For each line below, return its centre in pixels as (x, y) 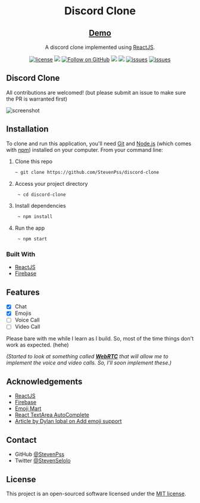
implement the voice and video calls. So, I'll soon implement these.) (89, 363)
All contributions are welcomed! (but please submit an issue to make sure (96, 92)
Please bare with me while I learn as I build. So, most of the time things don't (100, 339)
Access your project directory (51, 183)
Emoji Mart (28, 408)
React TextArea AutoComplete (52, 415)
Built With (21, 254)
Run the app (30, 228)
